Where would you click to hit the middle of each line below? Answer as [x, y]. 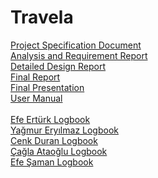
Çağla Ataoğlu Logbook [59, 151]
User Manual [36, 98]
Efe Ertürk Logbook [50, 119]
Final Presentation [47, 87]
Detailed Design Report [58, 66]
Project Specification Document [76, 45]
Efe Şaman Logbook [52, 162]
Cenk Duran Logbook [54, 140]
